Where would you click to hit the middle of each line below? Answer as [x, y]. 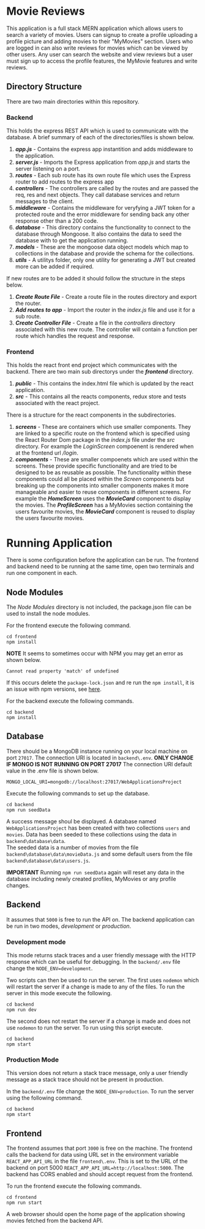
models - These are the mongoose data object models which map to [102, 247]
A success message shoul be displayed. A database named [81, 821]
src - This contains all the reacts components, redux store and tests [101, 396]
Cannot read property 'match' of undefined [63, 671]
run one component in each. [42, 573]
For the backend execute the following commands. [70, 701]
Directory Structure [44, 87]
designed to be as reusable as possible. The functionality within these [103, 472]
